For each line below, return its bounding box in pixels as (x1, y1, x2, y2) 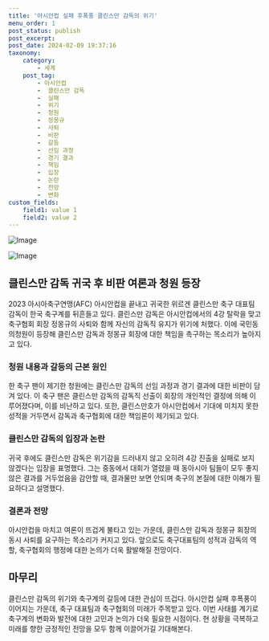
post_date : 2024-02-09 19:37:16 (8, 42, 116, 50)
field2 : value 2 (22, 214, 78, 222)
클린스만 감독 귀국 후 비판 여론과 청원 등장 (8, 276, 201, 290)
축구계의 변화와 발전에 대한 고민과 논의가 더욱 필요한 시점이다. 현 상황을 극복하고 (8, 614, 259, 623)
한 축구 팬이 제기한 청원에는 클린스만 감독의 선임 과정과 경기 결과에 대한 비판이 (8, 381, 253, 390)
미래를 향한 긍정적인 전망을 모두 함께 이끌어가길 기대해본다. (8, 623, 193, 633)
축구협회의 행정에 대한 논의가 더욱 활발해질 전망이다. (18, 545, 182, 554)
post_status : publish (8, 27, 81, 35)
